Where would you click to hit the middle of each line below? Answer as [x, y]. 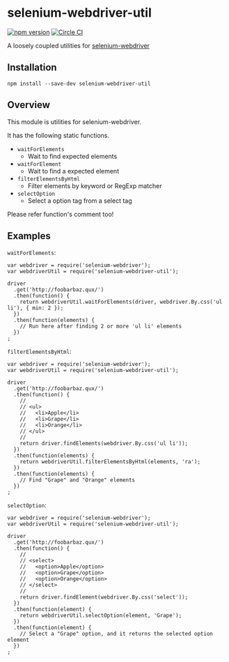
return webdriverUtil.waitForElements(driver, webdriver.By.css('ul [121, 302]
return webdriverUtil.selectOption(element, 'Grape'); [101, 616]
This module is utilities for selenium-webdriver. [74, 122]
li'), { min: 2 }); [35, 308]
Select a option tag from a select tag [80, 201]
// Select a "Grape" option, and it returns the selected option [117, 634]
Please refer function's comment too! [61, 214]
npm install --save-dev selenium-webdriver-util [79, 84]
